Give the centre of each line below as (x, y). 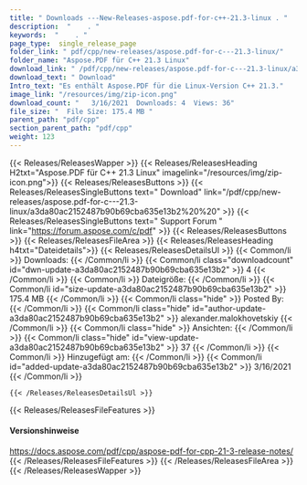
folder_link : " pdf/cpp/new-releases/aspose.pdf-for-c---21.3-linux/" (147, 52)
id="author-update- (229, 308)
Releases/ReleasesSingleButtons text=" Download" (106, 192)
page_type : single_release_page (73, 43)
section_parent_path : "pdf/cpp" (71, 129)
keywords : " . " (49, 35)
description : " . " (55, 26)
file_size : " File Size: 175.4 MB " (81, 111)
